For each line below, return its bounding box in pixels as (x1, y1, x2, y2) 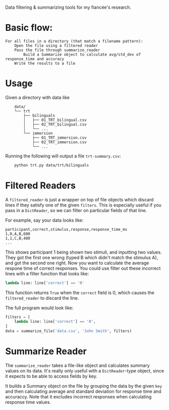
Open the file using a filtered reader (14, 43, 98, 48)
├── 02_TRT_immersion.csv (32, 139, 87, 145)
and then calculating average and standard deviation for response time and (5, 388, 161, 394)
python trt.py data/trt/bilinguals (14, 162, 89, 168)
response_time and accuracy (5, 56, 65, 61)
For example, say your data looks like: (5, 217, 84, 223)
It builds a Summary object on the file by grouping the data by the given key (5, 383, 162, 389)
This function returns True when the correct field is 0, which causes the (5, 290, 155, 296)
